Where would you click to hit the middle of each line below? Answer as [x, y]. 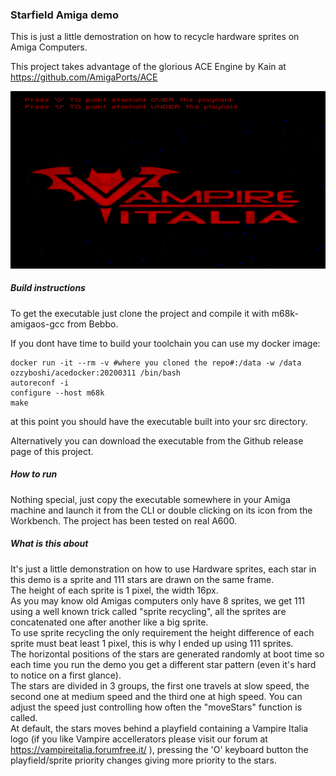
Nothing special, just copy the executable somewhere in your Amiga [150, 499]
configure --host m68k [57, 393]
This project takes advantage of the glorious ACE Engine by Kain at [148, 67]
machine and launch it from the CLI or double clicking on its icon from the [161, 510]
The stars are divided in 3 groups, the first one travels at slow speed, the [160, 685]
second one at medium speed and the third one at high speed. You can [156, 696]
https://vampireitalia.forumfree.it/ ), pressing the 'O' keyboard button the [159, 749]
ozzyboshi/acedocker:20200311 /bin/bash [96, 373]
